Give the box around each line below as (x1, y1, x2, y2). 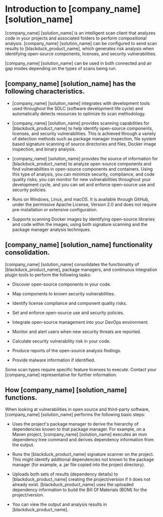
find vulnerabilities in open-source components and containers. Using (12, 166, 153, 172)
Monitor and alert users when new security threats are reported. (12, 329, 142, 335)
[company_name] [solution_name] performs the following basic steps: (5, 412, 145, 418)
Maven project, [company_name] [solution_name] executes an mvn (12, 431, 147, 437)
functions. (5, 393, 38, 402)
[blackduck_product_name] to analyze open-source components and (12, 160, 151, 167)
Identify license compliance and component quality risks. (12, 300, 127, 306)
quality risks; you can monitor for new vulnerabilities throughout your (12, 176, 151, 182)
